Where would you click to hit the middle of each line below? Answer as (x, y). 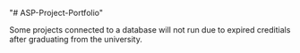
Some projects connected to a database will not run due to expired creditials (150, 30)
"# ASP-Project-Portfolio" (56, 13)
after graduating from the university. (76, 39)
